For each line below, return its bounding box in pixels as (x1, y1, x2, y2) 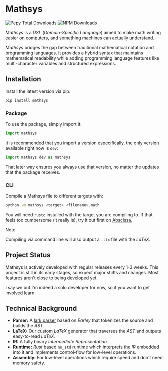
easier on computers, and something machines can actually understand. (5, 35, 154, 41)
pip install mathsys (5, 98, 49, 103)
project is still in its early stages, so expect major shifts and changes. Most (5, 269, 159, 275)
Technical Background (5, 304, 77, 313)
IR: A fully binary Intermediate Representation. (12, 339, 109, 345)
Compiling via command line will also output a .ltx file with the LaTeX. (5, 236, 151, 242)
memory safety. (12, 360, 45, 366)
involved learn (5, 290, 35, 296)
